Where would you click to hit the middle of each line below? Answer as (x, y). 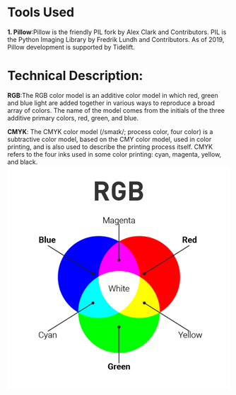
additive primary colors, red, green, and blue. (73, 118)
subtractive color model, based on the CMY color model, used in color (110, 139)
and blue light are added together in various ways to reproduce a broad (111, 103)
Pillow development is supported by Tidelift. (71, 47)
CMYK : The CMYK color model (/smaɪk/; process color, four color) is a (110, 131)
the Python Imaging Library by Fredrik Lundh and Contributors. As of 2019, (116, 39)
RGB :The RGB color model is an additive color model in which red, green (113, 95)
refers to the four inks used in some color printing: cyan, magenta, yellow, (114, 154)
